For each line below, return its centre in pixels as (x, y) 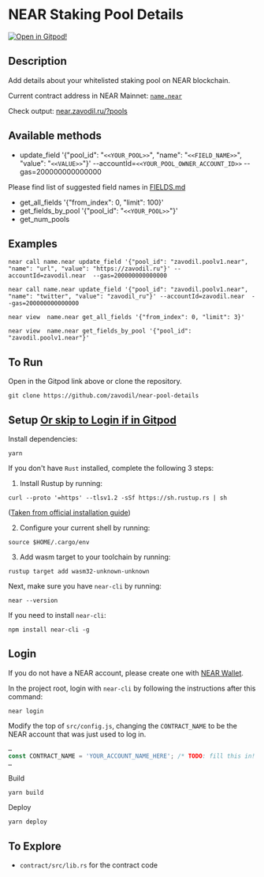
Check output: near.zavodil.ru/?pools (68, 111)
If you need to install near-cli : (57, 615)
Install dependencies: (43, 439)
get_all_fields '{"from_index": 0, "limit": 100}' (91, 202)
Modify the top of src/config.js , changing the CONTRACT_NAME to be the (123, 725)
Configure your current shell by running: (85, 528)
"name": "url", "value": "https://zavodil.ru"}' (89, 269)
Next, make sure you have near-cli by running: (85, 586)
